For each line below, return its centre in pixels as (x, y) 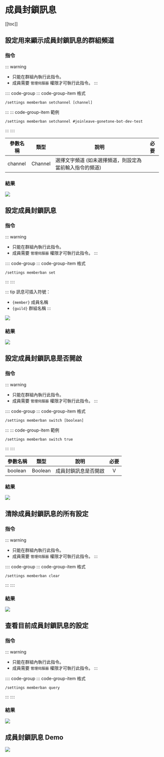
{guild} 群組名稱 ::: (31, 308)
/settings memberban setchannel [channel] (49, 102)
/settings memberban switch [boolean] (44, 420)
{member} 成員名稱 (30, 302)
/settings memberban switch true (39, 439)
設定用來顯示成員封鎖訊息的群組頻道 (60, 40)
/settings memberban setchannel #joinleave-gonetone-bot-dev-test (74, 121)
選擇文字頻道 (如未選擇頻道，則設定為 (99, 160)
